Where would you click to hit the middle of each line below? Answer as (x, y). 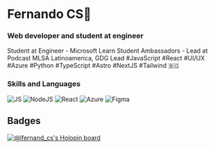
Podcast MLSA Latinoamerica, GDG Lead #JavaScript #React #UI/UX (106, 58)
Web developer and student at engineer (75, 36)
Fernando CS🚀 (49, 14)
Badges (24, 121)
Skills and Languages (44, 84)
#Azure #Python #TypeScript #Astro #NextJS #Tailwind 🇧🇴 (93, 66)
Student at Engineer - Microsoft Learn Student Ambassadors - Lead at (108, 51)
